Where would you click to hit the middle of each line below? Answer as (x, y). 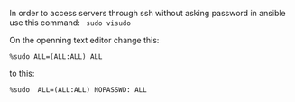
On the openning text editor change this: (84, 40)
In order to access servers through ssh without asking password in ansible (147, 13)
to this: (22, 73)
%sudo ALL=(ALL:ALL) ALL (56, 57)
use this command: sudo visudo (70, 23)
